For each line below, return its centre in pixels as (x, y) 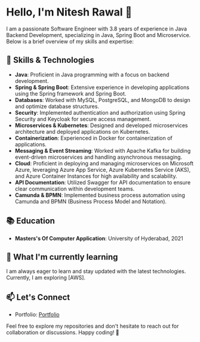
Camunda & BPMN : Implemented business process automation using (100, 195)
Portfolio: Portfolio (37, 315)
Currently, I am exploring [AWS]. (46, 278)
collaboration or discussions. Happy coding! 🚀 (63, 332)
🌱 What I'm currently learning (62, 257)
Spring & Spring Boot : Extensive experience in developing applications (102, 87)
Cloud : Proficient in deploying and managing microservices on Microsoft (104, 163)
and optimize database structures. (57, 106)
